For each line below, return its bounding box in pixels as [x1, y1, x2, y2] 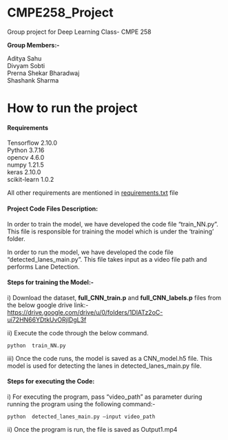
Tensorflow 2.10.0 [7, 139, 57, 147]
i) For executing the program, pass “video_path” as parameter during [7, 392, 203, 401]
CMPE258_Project [7, 5, 114, 21]
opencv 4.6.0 [7, 154, 45, 162]
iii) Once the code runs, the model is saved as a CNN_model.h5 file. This [7, 354, 212, 362]
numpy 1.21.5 [7, 160, 45, 169]
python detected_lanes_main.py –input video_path [7, 413, 156, 420]
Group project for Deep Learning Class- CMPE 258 [7, 28, 152, 36]
